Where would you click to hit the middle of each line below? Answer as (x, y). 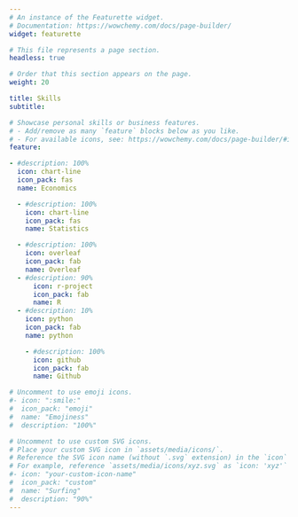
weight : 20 (29, 82)
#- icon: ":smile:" (45, 401)
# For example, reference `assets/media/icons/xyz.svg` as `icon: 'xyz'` (149, 466)
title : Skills (35, 98)
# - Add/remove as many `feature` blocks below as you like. (125, 131)
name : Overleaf (53, 270)
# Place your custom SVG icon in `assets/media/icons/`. (117, 450)
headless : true (37, 59)
